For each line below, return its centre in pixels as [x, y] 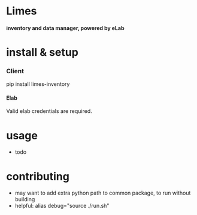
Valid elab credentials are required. [49, 111]
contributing [38, 176]
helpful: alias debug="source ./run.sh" [62, 206]
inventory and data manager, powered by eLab [65, 28]
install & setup [43, 52]
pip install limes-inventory [38, 84]
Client [15, 71]
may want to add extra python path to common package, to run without [103, 193]
